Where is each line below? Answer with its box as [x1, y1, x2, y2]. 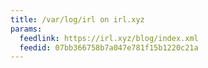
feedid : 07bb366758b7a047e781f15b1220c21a [19, 42, 199, 53]
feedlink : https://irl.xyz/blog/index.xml [19, 33, 199, 43]
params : [10, 24, 43, 34]
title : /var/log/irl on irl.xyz [10, 14, 145, 25]
